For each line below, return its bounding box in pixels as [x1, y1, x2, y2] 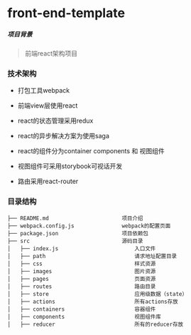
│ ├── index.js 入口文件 [7, 244, 156, 252]
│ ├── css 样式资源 [7, 260, 156, 267]
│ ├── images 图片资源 [7, 267, 156, 275]
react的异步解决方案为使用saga [17, 132, 110, 140]
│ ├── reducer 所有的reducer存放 [7, 321, 183, 328]
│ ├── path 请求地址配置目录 [7, 252, 178, 259]
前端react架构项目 [24, 49, 78, 58]
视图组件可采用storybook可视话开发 [17, 162, 123, 170]
